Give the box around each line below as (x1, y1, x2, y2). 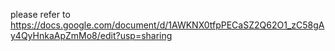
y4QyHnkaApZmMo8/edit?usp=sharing (10, 30, 173, 41)
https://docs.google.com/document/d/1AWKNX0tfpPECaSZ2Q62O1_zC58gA (10, 19, 325, 31)
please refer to (10, 9, 71, 20)
